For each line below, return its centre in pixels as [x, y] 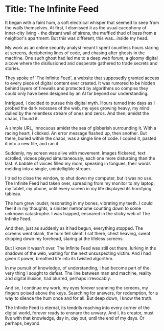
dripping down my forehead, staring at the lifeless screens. [64, 239]
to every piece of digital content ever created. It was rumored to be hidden [80, 83]
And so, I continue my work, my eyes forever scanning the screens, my [77, 287]
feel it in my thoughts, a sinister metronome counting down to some [73, 208]
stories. [13, 68]
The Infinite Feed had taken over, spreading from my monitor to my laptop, [80, 183]
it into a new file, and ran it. [32, 143]
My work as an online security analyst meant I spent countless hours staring [82, 47]
